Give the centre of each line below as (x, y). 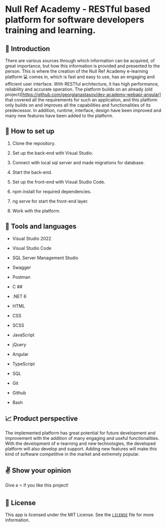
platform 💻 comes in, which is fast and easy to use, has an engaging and (80, 77)
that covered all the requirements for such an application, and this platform (81, 100)
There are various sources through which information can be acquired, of (80, 60)
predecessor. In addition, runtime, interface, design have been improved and (83, 110)
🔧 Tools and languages (41, 227)
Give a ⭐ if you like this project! (37, 485)
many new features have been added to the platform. (59, 116)
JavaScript (23, 335)
